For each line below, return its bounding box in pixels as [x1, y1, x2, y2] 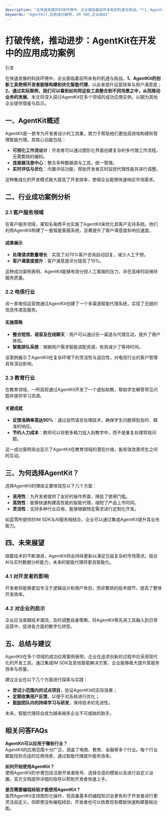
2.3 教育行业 [5, 374, 35, 381]
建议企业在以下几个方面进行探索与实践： [5, 676, 88, 683]
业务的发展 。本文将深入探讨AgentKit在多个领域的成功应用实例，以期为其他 [5, 94, 158, 100]
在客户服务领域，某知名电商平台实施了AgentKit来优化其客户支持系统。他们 [5, 221, 158, 227]
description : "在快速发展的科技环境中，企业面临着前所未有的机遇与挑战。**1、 [5, 7, 151, 12]
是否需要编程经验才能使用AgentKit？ [5, 786, 81, 793]
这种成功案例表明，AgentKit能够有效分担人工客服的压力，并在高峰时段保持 [5, 269, 158, 275]
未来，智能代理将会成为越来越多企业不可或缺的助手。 [5, 710, 114, 716]
